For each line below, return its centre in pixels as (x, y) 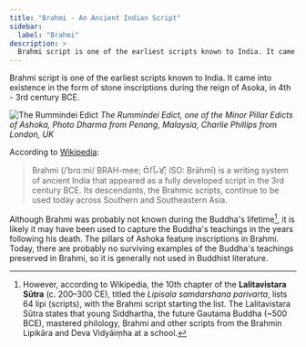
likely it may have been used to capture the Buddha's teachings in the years (152, 228)
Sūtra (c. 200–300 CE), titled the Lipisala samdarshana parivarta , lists (155, 294)
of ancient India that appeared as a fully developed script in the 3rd (158, 181)
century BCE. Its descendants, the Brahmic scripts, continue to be (155, 190)
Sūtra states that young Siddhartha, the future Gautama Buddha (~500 (155, 313)
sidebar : (26, 26)
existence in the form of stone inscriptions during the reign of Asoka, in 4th (150, 88)
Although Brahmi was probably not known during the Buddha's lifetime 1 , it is (152, 218)
